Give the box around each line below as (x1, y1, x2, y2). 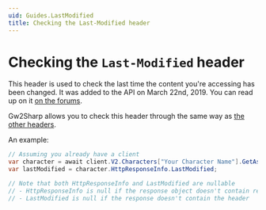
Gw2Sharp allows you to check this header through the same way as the (8, 112, 245, 121)
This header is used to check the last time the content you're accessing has (8, 79, 255, 89)
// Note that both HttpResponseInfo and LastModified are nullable (8, 180, 236, 188)
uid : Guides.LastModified (8, 11, 93, 20)
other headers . (8, 120, 57, 129)
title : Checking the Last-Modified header (8, 19, 150, 27)
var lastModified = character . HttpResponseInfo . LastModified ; (8, 166, 218, 174)
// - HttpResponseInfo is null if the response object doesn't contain (8, 187, 249, 195)
